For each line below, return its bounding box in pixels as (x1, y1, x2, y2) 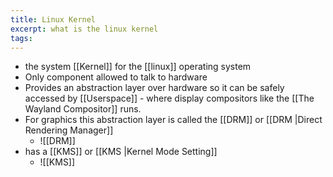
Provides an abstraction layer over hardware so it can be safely (24, 82, 285, 94)
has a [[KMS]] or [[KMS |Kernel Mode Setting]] (24, 146, 218, 158)
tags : (10, 33, 33, 43)
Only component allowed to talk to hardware (24, 71, 208, 83)
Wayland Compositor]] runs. (24, 103, 142, 115)
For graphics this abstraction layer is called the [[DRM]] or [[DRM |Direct (24, 114, 323, 126)
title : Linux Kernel (10, 14, 97, 25)
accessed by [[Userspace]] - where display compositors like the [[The (24, 92, 315, 105)
